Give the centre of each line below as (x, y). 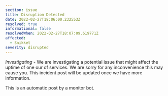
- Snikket (20, 43)
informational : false (28, 29)
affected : (16, 38)
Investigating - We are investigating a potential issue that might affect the (82, 62)
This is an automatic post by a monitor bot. (50, 88)
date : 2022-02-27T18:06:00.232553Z (43, 19)
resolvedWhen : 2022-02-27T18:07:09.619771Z (52, 33)
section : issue (21, 10)
